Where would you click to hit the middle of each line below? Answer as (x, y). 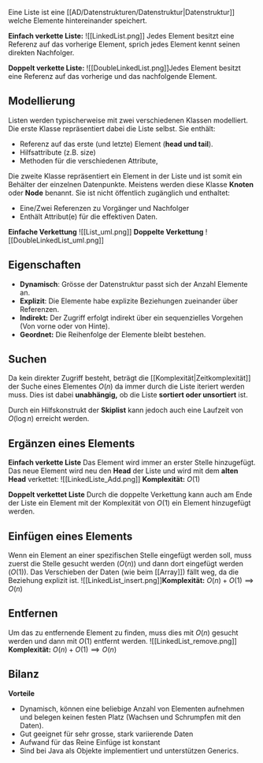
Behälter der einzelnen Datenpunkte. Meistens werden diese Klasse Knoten (131, 184)
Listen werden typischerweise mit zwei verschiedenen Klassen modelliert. (128, 120)
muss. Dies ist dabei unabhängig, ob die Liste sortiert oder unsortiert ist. (128, 395)
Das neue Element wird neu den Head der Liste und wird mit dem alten (123, 471)
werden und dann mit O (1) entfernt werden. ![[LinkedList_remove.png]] (123, 641)
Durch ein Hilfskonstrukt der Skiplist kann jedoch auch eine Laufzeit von (126, 410)
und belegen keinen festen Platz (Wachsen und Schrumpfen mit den (130, 717)
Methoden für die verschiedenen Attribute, (89, 160)
